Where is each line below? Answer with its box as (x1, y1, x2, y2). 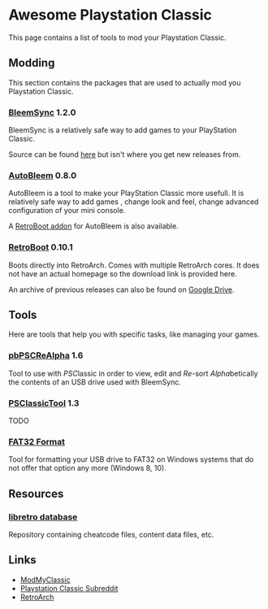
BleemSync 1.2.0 (8, 107, 76, 118)
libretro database (8, 511, 78, 522)
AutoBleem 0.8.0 (8, 169, 77, 181)
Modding (8, 56, 55, 70)
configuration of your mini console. (8, 206, 126, 215)
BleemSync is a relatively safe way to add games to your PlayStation (8, 125, 237, 135)
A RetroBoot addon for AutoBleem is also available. (8, 221, 179, 231)
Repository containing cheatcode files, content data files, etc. (8, 530, 214, 540)
